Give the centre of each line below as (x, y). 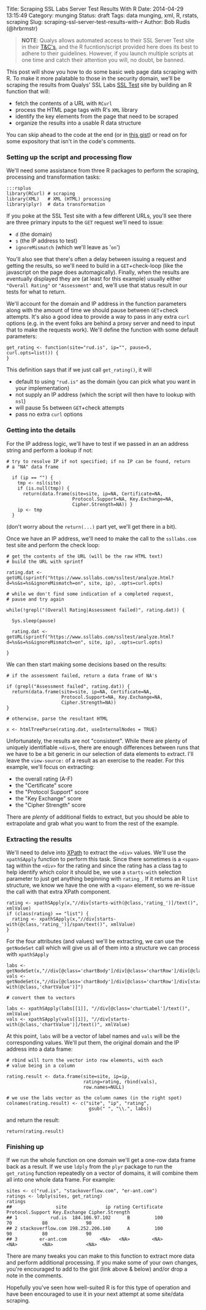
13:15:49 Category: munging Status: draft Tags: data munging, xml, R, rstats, (102, 15)
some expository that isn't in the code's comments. (71, 141)
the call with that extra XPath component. (59, 891)
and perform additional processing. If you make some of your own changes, (102, 1263)
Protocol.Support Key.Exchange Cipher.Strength (68, 1212)
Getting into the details (41, 431)
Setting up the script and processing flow (69, 157)
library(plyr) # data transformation (56, 205)
